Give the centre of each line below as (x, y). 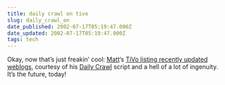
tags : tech (23, 40)
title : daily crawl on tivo (48, 14)
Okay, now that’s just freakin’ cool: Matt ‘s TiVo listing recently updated (108, 59)
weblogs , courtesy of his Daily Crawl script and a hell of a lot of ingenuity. (113, 67)
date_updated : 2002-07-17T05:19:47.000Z (67, 33)
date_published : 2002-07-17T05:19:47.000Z (69, 26)
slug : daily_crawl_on (39, 20)
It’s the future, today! (37, 75)
